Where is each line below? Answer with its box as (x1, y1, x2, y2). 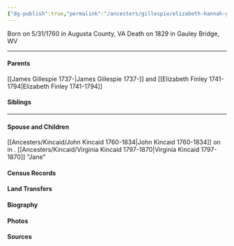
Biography (7, 201, 38, 209)
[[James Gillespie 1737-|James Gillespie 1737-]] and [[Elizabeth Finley (7, 75, 208, 83)
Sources (7, 233, 33, 241)
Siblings (7, 98, 31, 107)
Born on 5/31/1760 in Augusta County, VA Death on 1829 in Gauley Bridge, (7, 29, 219, 38)
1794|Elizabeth (7, 82, 50, 91)
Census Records (7, 169, 56, 177)
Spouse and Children (7, 123, 70, 131)
